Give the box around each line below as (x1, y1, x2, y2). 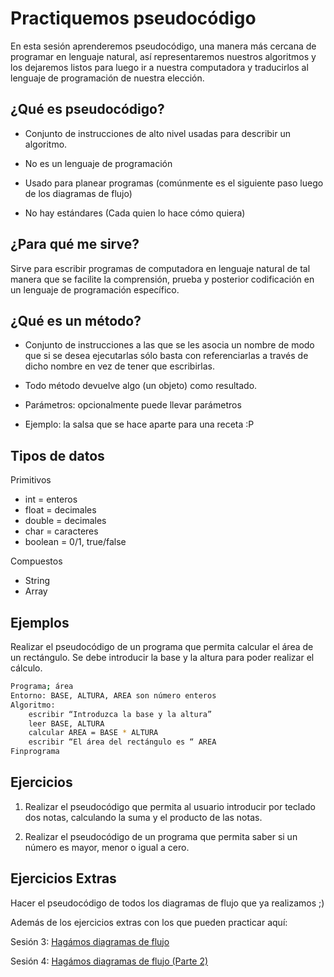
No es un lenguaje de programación (24, 157, 173, 169)
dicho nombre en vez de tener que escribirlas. (24, 360, 215, 372)
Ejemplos (10, 614, 70, 631)
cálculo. (10, 662, 43, 674)
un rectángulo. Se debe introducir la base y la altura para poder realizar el (10, 652, 315, 663)
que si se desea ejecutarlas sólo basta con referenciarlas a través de (24, 350, 309, 362)
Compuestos (10, 555, 63, 567)
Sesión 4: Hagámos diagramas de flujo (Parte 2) (10, 955, 209, 967)
